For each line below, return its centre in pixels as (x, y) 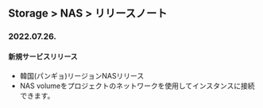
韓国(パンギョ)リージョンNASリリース (82, 75)
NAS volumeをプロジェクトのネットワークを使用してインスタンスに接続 (137, 86)
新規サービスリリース (43, 56)
